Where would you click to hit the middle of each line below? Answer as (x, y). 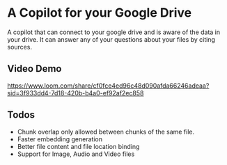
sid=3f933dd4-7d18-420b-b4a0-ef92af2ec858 (76, 93)
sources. (20, 47)
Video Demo (34, 69)
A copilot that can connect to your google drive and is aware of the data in (114, 32)
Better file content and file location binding (78, 146)
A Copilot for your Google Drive (100, 13)
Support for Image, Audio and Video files (76, 154)
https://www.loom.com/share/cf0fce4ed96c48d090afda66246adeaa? (108, 86)
